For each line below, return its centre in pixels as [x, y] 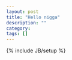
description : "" [26, 23]
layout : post [22, 12]
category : [19, 28]
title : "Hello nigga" [33, 17]
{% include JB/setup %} [36, 50]
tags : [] [17, 34]
